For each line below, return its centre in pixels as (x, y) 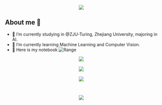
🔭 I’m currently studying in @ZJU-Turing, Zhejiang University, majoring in (85, 34)
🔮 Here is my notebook (35, 50)
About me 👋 (23, 23)
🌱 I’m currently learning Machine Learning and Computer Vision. (76, 44)
